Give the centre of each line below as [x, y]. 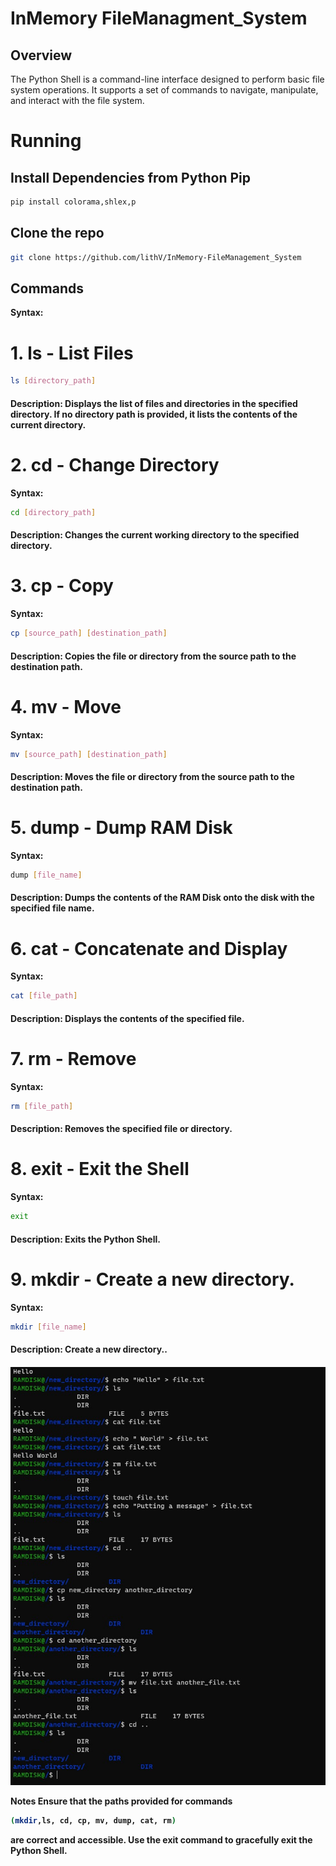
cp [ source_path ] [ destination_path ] [89, 633]
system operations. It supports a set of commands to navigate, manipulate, [164, 90]
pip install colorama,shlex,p [73, 202]
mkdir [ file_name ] [48, 1327]
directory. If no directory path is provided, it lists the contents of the [154, 414]
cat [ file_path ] [44, 996]
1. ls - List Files [72, 353]
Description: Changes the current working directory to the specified [155, 535]
